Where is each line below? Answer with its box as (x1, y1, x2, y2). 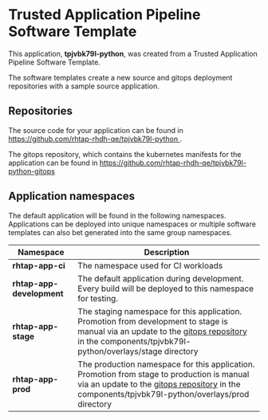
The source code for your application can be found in (8, 125, 183, 135)
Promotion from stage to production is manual (77, 368, 250, 379)
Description (144, 246, 190, 257)
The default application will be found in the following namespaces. (8, 210, 227, 220)
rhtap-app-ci (12, 260, 65, 271)
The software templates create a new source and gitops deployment (8, 73, 233, 82)
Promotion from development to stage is (77, 316, 229, 327)
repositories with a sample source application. (8, 81, 160, 91)
